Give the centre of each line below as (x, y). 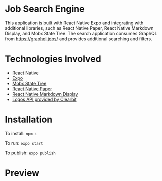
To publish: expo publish (31, 153)
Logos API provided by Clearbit (44, 99)
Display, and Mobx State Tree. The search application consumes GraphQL (81, 33)
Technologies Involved (53, 59)
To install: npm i (21, 133)
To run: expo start (24, 143)
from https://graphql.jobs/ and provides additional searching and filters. (79, 39)
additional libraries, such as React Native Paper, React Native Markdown (79, 28)
